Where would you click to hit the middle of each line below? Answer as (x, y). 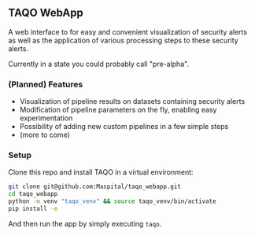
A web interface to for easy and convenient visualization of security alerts (128, 31)
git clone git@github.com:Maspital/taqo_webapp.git (94, 187)
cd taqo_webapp (33, 194)
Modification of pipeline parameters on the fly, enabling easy (118, 110)
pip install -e (33, 209)
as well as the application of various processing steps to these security (123, 40)
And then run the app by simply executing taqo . (85, 223)
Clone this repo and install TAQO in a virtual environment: (101, 172)
